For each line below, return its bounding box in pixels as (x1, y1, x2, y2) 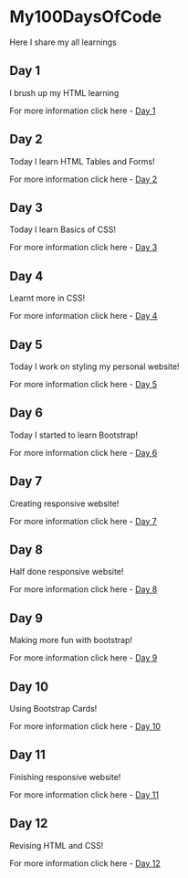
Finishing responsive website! (9, 771, 121, 782)
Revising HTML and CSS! (9, 840, 104, 851)
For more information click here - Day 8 (9, 584, 158, 595)
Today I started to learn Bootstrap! (9, 429, 139, 440)
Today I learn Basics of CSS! (9, 224, 117, 235)
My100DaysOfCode (9, 6, 162, 27)
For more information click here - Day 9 (9, 652, 158, 663)
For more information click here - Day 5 (9, 379, 158, 389)
